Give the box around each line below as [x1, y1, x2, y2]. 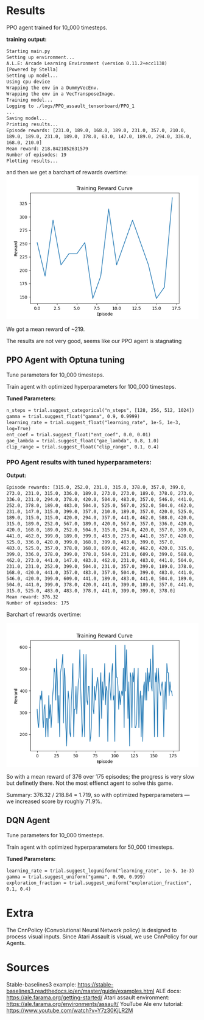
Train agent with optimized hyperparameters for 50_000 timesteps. [6, 843, 174, 851]
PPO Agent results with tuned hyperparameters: [6, 458, 152, 466]
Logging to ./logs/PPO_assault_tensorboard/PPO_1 [6, 103, 135, 109]
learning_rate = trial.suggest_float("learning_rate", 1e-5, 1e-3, [6, 419, 181, 425]
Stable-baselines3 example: [6, 980, 77, 988]
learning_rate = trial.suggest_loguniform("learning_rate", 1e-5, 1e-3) [6, 868, 195, 874]
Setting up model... [6, 73, 59, 79]
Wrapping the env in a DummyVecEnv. [6, 85, 99, 91]
